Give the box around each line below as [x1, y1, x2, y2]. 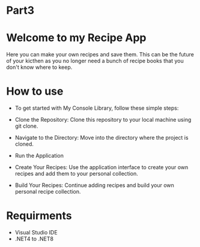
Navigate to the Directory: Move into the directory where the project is [14, 134, 189, 141]
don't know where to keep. [6, 64, 73, 71]
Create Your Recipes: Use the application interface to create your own [14, 164, 189, 171]
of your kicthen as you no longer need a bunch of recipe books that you [6, 58, 184, 65]
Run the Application [14, 152, 64, 159]
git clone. [14, 122, 38, 129]
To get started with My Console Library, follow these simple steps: [14, 104, 179, 112]
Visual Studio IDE [14, 229, 58, 236]
